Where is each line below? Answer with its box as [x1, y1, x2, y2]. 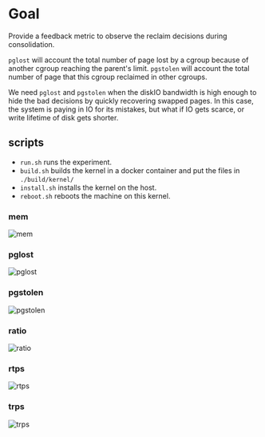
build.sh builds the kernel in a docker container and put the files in [19, 165, 240, 175]
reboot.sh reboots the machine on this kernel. [19, 191, 171, 200]
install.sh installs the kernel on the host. [19, 183, 157, 192]
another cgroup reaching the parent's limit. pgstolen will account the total [8, 63, 250, 73]
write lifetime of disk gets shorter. [8, 112, 119, 122]
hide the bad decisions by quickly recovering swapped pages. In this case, [8, 96, 254, 105]
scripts [8, 136, 44, 150]
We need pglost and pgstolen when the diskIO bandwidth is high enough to [8, 87, 257, 96]
